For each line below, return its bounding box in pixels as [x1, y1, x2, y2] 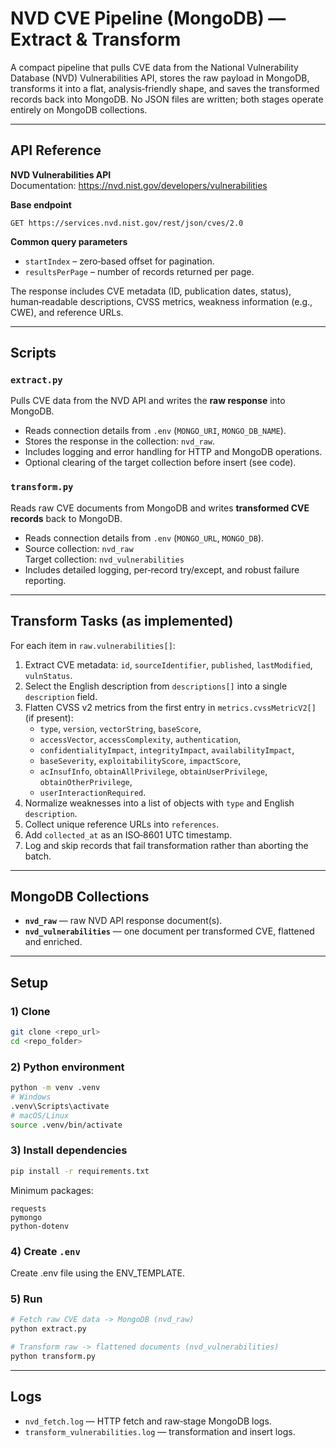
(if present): [24, 712, 74, 724]
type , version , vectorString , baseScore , [39, 722, 202, 734]
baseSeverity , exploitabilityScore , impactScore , [39, 754, 242, 766]
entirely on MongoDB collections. [10, 103, 148, 116]
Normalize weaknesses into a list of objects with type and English [24, 797, 295, 809]
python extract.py [10, 1324, 87, 1334]
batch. [24, 850, 52, 862]
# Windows [10, 1092, 52, 1102]
